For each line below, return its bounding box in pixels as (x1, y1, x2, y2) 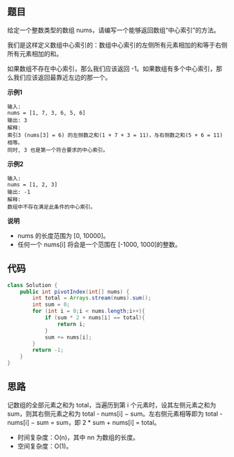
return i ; (57, 321, 86, 328)
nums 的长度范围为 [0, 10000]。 (17, 231, 110, 239)
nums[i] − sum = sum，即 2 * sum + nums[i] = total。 (7, 418, 161, 426)
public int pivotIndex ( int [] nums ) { (20, 288, 130, 295)
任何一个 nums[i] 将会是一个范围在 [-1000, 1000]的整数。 (17, 240, 182, 248)
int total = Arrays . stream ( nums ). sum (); (32, 295, 152, 302)
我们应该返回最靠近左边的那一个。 (13, 73, 112, 81)
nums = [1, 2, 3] (7, 181, 58, 188)
